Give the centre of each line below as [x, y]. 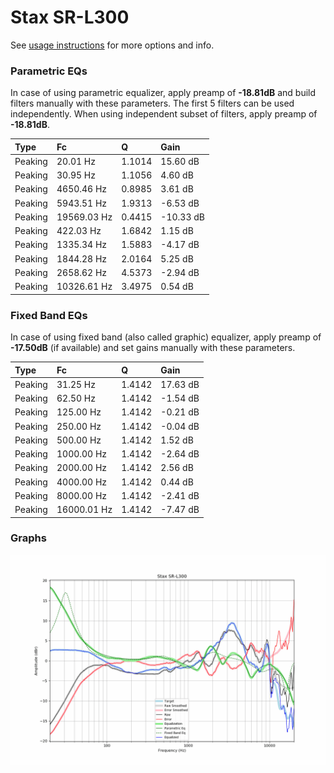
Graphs [28, 538]
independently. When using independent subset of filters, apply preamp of [164, 114]
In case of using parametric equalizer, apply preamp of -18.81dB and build [163, 93]
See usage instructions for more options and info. [112, 45]
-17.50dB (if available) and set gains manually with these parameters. [153, 348]
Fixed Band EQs [49, 315]
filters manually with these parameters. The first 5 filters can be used [152, 103]
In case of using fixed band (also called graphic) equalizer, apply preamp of [166, 337]
